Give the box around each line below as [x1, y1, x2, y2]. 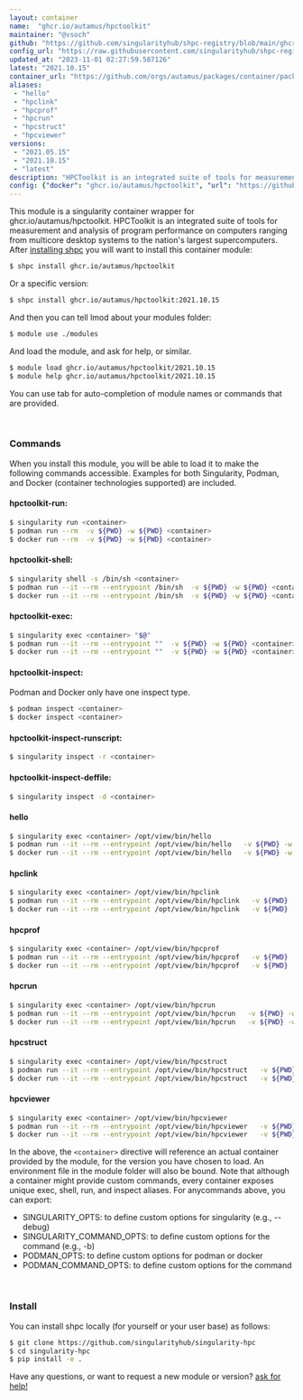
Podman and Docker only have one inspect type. [9, 687, 191, 698]
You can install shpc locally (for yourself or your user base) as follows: [9, 1321, 271, 1331]
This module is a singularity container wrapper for [9, 206, 195, 217]
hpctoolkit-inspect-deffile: [9, 771, 112, 782]
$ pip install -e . [9, 1355, 83, 1364]
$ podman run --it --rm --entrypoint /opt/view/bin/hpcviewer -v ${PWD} [9, 1122, 297, 1131]
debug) [22, 1221, 50, 1233]
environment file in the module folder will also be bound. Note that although [9, 1166, 290, 1177]
